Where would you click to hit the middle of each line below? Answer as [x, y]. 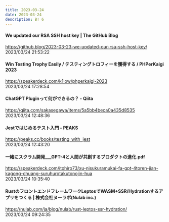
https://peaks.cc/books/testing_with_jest [48, 139]
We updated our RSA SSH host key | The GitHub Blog [62, 35]
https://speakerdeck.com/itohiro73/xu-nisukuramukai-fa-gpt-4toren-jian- [82, 168]
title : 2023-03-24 [25, 10]
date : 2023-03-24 [24, 15]
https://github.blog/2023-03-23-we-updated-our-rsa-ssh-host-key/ [76, 46]
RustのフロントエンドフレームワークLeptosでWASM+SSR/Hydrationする [82, 191]
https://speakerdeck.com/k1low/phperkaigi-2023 [56, 81]
